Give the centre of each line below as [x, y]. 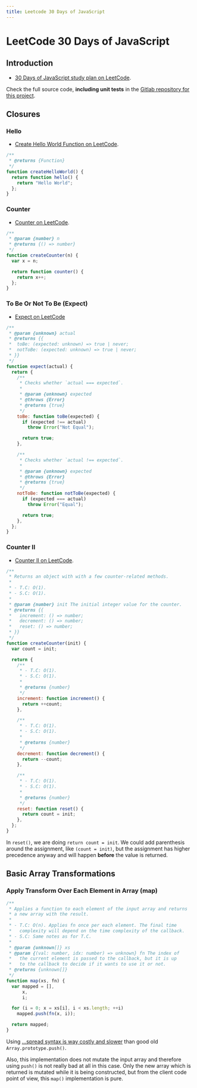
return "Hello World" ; [45, 183]
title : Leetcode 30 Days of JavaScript [56, 12]
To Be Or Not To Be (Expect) [47, 304]
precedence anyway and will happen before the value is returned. [87, 855]
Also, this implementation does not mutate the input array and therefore [94, 1059]
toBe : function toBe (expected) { [58, 416]
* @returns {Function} [37, 161]
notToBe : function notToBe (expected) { [66, 494]
